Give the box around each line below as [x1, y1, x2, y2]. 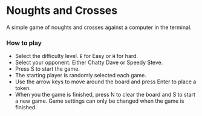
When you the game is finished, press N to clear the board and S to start [15, 91, 195, 98]
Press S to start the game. [15, 65, 80, 72]
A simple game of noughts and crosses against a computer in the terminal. [6, 24, 192, 31]
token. [15, 85, 31, 92]
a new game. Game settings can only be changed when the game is [15, 97, 184, 105]
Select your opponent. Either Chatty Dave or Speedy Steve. [15, 59, 163, 66]
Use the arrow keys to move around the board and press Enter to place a [15, 78, 197, 85]
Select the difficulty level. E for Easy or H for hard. [15, 53, 138, 60]
